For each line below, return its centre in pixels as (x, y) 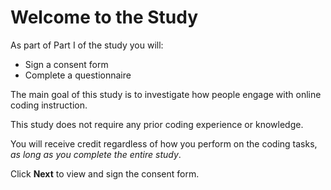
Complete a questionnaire (78, 75)
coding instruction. (49, 105)
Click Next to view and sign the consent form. (105, 173)
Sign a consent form (66, 64)
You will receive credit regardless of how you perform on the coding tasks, (164, 143)
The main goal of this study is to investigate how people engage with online (166, 94)
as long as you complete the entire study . (96, 154)
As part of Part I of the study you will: (87, 45)
